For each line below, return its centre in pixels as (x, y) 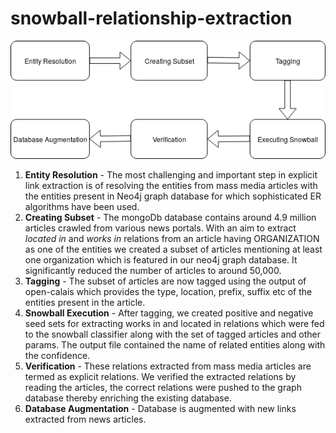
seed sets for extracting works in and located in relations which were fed (174, 324)
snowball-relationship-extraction (151, 18)
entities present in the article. (85, 303)
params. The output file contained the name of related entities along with (175, 345)
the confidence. (57, 356)
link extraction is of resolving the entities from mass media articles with (171, 186)
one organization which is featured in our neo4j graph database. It (161, 260)
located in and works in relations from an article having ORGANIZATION (172, 239)
